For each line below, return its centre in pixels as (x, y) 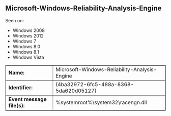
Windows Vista (28, 57)
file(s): (17, 105)
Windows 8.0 (26, 46)
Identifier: (21, 87)
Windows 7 (24, 41)
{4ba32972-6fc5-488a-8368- (95, 84)
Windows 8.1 (26, 52)
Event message (27, 99)
